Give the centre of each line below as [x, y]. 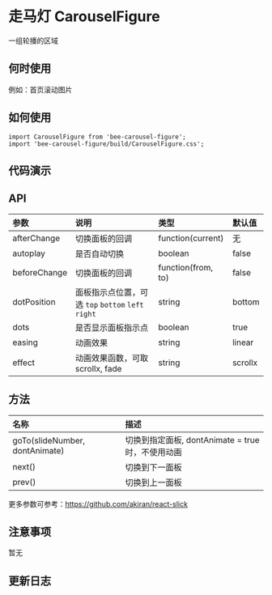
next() [24, 466]
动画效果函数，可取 [111, 358]
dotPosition [34, 302]
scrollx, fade [98, 368]
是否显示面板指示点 [111, 327]
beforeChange [40, 272]
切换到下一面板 [153, 467]
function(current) [191, 238]
